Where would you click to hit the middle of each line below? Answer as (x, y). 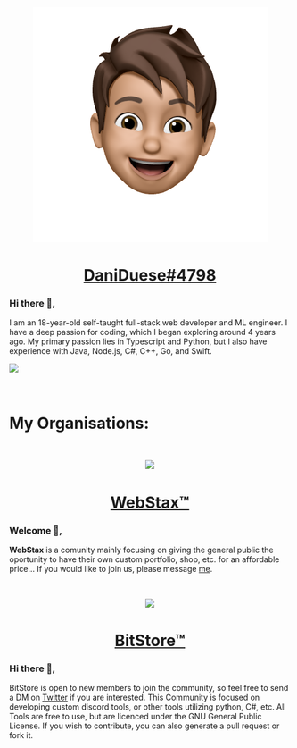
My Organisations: (79, 423)
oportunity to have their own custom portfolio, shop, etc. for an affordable (144, 559)
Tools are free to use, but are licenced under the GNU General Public (136, 717)
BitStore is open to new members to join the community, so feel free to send (149, 688)
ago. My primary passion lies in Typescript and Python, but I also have (138, 341)
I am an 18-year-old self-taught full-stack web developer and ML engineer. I (148, 323)
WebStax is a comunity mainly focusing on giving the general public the (141, 550)
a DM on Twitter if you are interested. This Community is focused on (135, 698)
